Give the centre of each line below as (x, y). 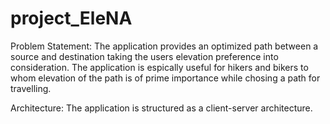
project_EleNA (71, 18)
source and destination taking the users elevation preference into (144, 56)
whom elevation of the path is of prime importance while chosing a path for (165, 78)
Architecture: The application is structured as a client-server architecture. (161, 108)
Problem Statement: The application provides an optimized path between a (164, 46)
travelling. (31, 88)
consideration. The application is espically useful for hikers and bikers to (159, 67)
